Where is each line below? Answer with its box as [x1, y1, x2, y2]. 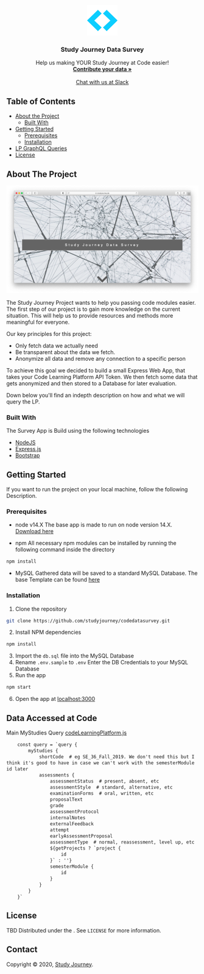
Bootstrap [15, 452, 40, 459]
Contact [6, 944, 38, 955]
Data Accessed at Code [6, 713, 97, 723]
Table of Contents [6, 96, 76, 107]
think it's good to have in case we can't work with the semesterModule [6, 759, 195, 766]
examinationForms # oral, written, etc [49, 790, 154, 797]
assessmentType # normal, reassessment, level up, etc [49, 839, 195, 845]
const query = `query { [17, 741, 78, 748]
